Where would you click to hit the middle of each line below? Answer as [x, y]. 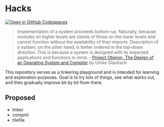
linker [18, 109]
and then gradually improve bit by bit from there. [54, 82]
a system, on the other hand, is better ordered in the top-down [80, 47]
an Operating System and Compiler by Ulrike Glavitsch [72, 63]
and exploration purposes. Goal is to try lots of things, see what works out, [80, 77]
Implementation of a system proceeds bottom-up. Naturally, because [87, 31]
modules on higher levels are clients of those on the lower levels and [86, 37]
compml [20, 115]
